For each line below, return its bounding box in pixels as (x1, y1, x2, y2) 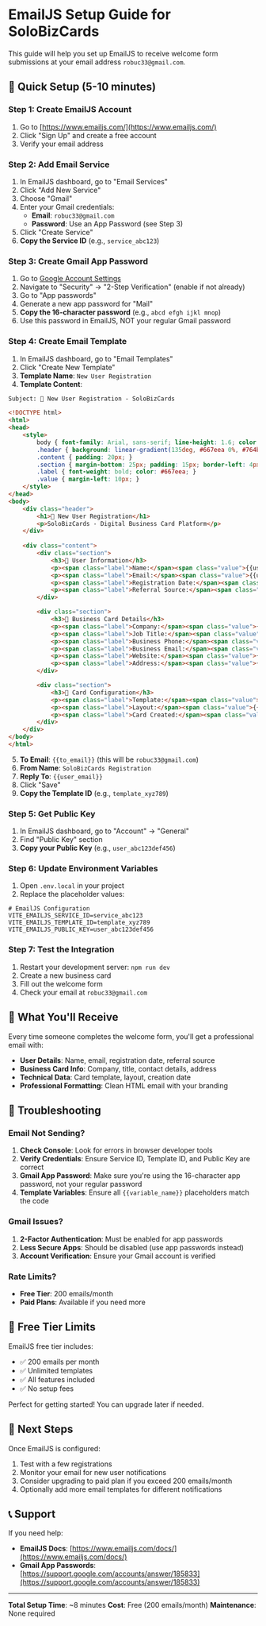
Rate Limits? (8, 1271, 57, 1282)
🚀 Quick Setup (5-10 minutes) (8, 80, 157, 94)
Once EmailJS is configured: (8, 1443, 101, 1453)
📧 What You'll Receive (8, 1010, 119, 1024)
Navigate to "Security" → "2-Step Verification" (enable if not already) (19, 282, 245, 292)
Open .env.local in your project (19, 881, 125, 890)
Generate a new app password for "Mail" (19, 299, 154, 309)
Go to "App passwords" (19, 291, 97, 300)
